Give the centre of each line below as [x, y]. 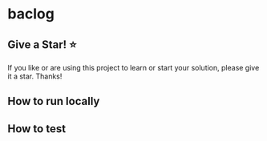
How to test [36, 129]
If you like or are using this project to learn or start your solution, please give [133, 68]
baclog [31, 14]
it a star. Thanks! [35, 76]
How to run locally [54, 101]
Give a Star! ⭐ [42, 44]
